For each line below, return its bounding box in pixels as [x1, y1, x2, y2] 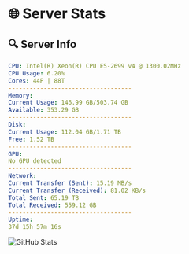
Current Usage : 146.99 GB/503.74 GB [8, 99, 128, 107]
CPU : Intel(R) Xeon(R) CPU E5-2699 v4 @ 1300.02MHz [8, 62, 181, 70]
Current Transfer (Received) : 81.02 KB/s [8, 186, 146, 194]
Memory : [8, 91, 34, 99]
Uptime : [8, 215, 34, 224]
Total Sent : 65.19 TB [8, 193, 80, 201]
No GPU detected [8, 157, 61, 165]
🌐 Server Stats [8, 5, 106, 23]
